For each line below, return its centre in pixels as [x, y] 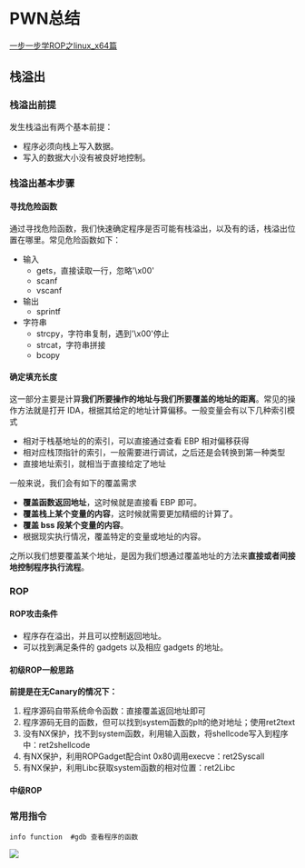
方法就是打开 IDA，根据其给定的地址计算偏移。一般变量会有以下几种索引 [152, 410]
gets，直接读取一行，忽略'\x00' [95, 270]
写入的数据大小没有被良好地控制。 [86, 157]
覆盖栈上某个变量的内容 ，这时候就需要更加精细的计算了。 [130, 514]
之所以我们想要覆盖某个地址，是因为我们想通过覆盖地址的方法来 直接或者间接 [152, 555]
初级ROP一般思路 [42, 670]
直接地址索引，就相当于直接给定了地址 [94, 464]
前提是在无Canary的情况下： [64, 692]
